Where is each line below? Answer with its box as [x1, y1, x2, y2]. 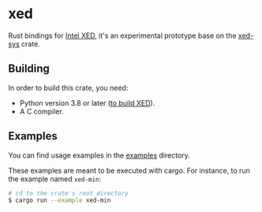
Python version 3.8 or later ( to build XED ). [19, 98, 155, 107]
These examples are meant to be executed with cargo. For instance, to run [8, 166, 250, 175]
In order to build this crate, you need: [8, 83, 129, 92]
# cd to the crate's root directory [8, 189, 129, 197]
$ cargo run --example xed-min [8, 196, 111, 205]
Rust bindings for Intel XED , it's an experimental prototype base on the [8, 31, 237, 40]
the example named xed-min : [8, 174, 101, 184]
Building [8, 62, 50, 76]
